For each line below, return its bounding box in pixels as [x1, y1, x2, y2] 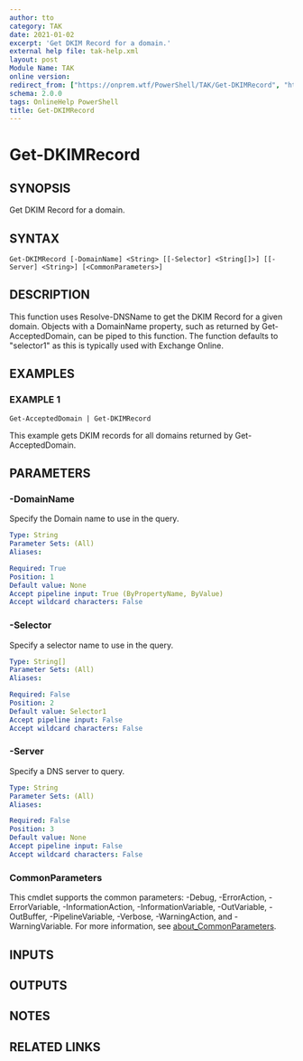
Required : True [9, 564, 67, 573]
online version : [9, 72, 70, 81]
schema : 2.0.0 [9, 89, 63, 98]
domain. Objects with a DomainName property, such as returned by [9, 320, 260, 331]
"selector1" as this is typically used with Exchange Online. [9, 340, 224, 351]
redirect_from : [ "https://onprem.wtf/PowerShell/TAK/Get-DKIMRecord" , [9, 81, 280, 90]
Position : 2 [9, 698, 54, 708]
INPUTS [9, 947, 54, 962]
